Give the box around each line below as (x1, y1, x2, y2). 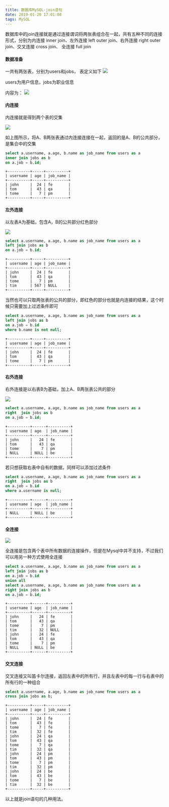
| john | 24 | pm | (5, 751, 71, 757)
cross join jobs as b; (5, 694, 53, 699)
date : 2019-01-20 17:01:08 (5, 12, 62, 17)
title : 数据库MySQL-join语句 (5, 7, 63, 13)
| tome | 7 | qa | (5, 743, 71, 748)
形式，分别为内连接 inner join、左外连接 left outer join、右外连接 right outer (5, 37, 161, 43)
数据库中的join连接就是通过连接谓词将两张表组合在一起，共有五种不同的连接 (5, 31, 162, 37)
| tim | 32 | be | (5, 782, 71, 787)
